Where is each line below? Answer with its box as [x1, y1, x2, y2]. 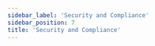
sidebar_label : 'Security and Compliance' [7, 11, 149, 19]
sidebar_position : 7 [7, 19, 76, 27]
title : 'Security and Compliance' [7, 26, 122, 34]
